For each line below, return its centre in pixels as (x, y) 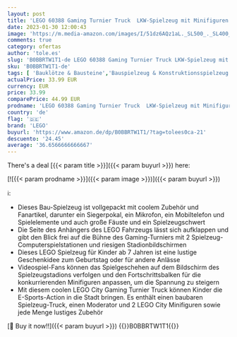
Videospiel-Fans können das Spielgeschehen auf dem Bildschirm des (119, 267)
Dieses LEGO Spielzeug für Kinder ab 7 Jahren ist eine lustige (107, 252)
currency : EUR (28, 86)
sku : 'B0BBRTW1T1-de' (39, 66)
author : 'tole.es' (34, 54)
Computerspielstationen (53, 245)
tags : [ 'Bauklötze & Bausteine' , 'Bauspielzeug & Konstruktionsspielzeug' (120, 73)
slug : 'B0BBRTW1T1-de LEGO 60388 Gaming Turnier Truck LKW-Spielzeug (112, 60)
